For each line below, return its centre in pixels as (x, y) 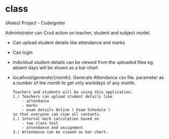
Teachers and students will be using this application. (73, 92)
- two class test (40, 123)
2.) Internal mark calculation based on (56, 119)
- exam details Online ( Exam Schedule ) (66, 110)
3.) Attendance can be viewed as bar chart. (60, 132)
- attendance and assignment (53, 127)
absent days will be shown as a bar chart (55, 67)
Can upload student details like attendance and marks (69, 42)
